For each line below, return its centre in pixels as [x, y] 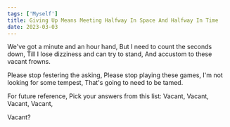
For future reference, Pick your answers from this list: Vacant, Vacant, [108, 96]
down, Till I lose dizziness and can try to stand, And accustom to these [110, 54]
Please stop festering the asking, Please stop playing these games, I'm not [115, 75]
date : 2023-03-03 [33, 27]
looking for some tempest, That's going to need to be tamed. [95, 83]
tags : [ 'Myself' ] [33, 14]
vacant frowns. [29, 62]
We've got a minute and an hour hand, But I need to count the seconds [110, 47]
